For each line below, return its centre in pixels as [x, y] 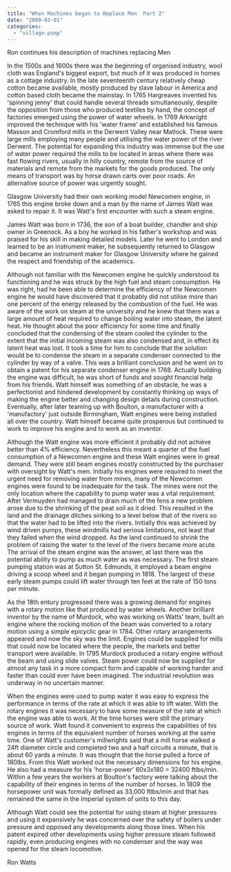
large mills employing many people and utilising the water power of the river [115, 139]
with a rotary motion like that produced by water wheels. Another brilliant [111, 610]
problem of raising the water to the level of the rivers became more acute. [112, 545]
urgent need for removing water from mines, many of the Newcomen [105, 479]
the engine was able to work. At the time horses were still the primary [106, 718]
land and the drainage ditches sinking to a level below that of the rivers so [112, 516]
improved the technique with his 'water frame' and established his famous [112, 124]
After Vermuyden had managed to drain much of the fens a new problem [110, 501]
